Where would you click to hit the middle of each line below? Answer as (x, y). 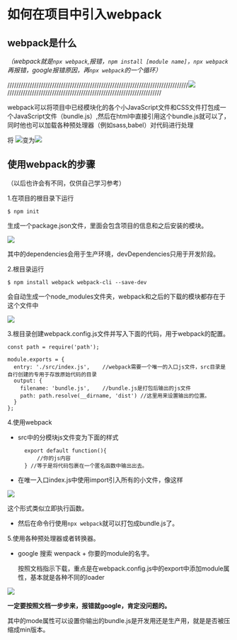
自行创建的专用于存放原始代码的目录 (52, 374)
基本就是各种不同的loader (67, 577)
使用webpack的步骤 (51, 165)
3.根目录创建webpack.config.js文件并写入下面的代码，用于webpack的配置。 (118, 333)
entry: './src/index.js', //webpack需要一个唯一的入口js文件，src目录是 (120, 367)
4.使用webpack (30, 422)
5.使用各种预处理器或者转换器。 (53, 538)
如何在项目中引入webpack (85, 15)
